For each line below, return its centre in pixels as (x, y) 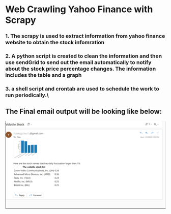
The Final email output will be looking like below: (84, 112)
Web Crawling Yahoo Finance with (79, 9)
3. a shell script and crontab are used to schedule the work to (82, 88)
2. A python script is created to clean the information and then (83, 56)
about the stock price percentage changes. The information (81, 69)
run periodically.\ (27, 95)
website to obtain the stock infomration (55, 43)
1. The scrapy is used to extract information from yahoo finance (85, 36)
